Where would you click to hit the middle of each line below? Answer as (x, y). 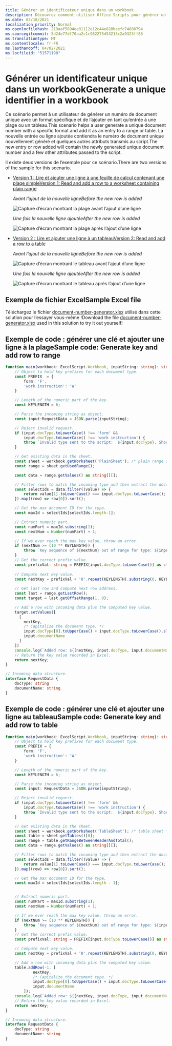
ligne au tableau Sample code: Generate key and (83, 717)
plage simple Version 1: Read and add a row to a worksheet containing (86, 183)
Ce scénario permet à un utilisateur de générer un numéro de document (81, 114)
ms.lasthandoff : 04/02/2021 (35, 48)
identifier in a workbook (57, 100)
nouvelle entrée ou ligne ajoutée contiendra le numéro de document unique (85, 136)
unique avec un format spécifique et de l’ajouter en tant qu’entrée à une (81, 120)
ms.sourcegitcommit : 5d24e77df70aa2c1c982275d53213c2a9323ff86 (74, 34)
